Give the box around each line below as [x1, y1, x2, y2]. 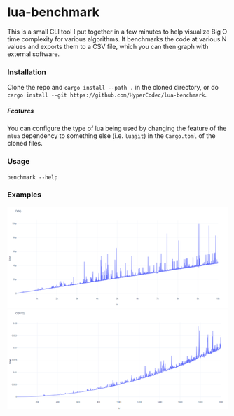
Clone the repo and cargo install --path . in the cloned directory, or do [7, 83, 219, 92]
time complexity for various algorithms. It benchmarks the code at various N [7, 34, 227, 43]
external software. [7, 50, 60, 58]
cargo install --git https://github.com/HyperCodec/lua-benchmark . [7, 90, 207, 99]
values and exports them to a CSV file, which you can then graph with [7, 42, 209, 50]
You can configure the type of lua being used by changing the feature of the [7, 124, 227, 133]
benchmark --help [7, 174, 58, 181]
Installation [7, 67, 47, 77]
